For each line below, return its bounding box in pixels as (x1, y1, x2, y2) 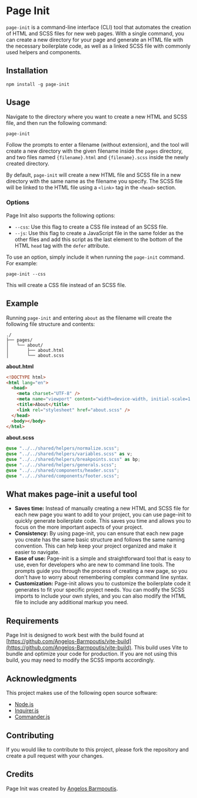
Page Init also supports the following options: (6, 212, 116, 219)
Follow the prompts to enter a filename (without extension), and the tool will (6, 141, 189, 148)
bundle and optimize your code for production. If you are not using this (6, 650, 178, 658)
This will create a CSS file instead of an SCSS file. (6, 281, 126, 288)
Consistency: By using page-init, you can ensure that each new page (14, 530, 184, 537)
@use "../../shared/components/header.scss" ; (6, 467, 119, 473)
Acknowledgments (6, 674, 78, 684)
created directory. (6, 160, 50, 167)
